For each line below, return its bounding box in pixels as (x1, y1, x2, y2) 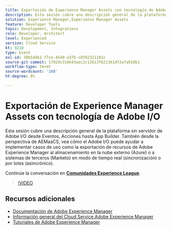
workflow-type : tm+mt (5, 64, 51, 69)
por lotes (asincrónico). (5, 160, 54, 166)
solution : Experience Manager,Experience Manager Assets (5, 17, 129, 22)
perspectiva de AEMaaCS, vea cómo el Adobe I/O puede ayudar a (5, 138, 144, 145)
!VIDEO (17, 180, 33, 186)
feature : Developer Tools (5, 21, 60, 27)
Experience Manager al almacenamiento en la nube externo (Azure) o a (5, 149, 155, 155)
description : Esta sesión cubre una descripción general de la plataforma (5, 12, 167, 17)
